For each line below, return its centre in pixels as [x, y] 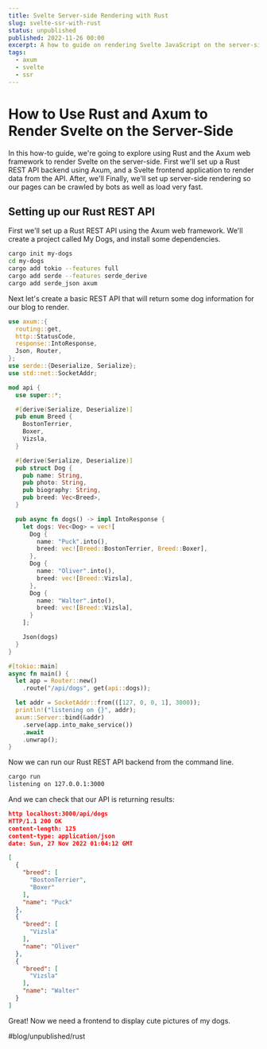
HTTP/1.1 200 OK [35, 821]
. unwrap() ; [41, 740]
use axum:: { [28, 321]
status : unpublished [43, 30]
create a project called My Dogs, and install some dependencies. [114, 239]
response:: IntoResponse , [56, 344]
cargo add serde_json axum [53, 283]
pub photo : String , [55, 483]
